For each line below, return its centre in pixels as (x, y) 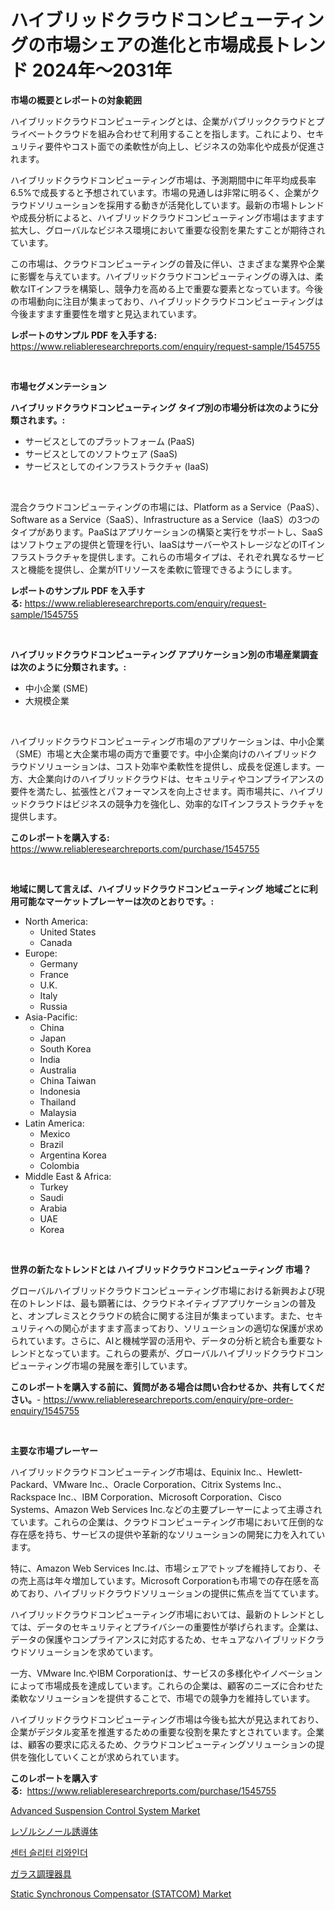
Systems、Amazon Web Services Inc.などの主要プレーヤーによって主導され (166, 1509)
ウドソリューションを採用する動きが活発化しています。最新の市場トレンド (171, 205)
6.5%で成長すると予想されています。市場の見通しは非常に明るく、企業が (161, 192)
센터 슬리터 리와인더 (49, 1852)
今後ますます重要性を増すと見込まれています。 (106, 313)
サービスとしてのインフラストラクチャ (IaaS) (117, 466)
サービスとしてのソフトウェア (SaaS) (101, 453)
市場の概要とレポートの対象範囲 (76, 100)
